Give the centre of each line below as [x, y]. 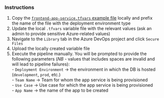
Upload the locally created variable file [51, 49]
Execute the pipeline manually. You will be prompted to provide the [79, 54]
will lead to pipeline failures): [41, 64]
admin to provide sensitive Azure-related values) [61, 34]
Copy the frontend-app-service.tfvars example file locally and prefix [82, 18]
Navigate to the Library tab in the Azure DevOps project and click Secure [85, 39]
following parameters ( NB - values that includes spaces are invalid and [83, 59]
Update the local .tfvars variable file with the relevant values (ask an [82, 29]
